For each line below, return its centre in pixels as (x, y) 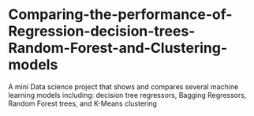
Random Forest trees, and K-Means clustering (83, 103)
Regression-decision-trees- (102, 31)
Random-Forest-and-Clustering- (118, 48)
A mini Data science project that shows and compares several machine (123, 86)
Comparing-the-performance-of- (120, 15)
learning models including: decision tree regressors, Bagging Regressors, (127, 95)
